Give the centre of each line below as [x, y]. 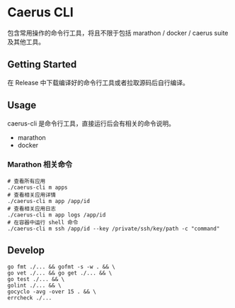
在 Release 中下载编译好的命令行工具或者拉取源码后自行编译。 [98, 82]
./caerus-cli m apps [38, 187]
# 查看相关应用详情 [32, 195]
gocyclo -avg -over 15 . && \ [52, 292]
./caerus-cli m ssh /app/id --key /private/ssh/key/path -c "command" [114, 229]
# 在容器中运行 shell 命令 [43, 222]
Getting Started [42, 65]
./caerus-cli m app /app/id [49, 201]
